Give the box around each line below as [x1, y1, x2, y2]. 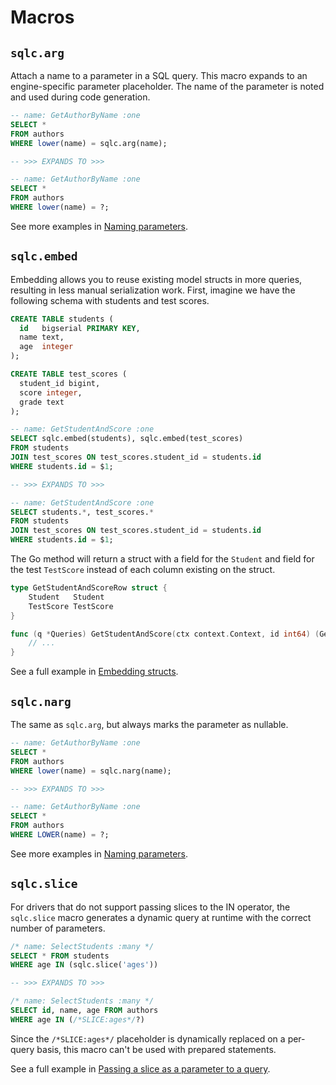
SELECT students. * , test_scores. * [10, 507, 155, 517]
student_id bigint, [19, 378, 101, 388]
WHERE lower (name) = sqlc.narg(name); [10, 766, 172, 776]
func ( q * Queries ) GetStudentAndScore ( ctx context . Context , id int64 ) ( [10, 629, 320, 639]
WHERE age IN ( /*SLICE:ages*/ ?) [10, 1014, 145, 1025]
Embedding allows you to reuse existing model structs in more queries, [10, 273, 303, 285]
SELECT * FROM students [10, 951, 110, 961]
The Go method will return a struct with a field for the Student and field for [10, 553, 315, 565]
